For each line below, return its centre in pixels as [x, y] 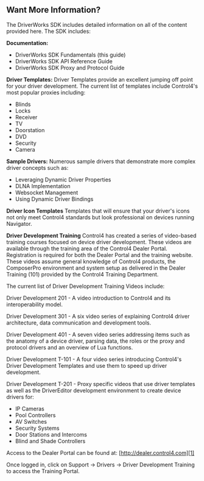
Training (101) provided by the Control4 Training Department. [83, 274]
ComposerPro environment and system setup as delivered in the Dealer [96, 268]
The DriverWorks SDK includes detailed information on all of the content [97, 24]
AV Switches [31, 421]
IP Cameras [30, 409]
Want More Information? [54, 10]
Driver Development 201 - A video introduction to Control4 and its [89, 298]
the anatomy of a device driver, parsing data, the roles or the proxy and [96, 341]
